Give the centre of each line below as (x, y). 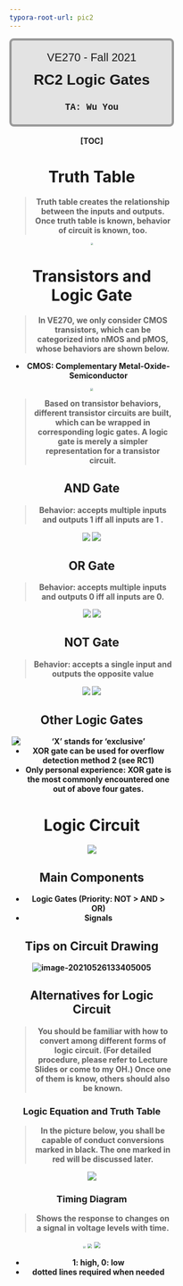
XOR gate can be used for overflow (99, 751)
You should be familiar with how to (103, 1031)
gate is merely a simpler (103, 441)
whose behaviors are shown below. (103, 349)
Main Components (92, 877)
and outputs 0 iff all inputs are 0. (103, 597)
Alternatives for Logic (92, 996)
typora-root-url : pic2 (51, 17)
